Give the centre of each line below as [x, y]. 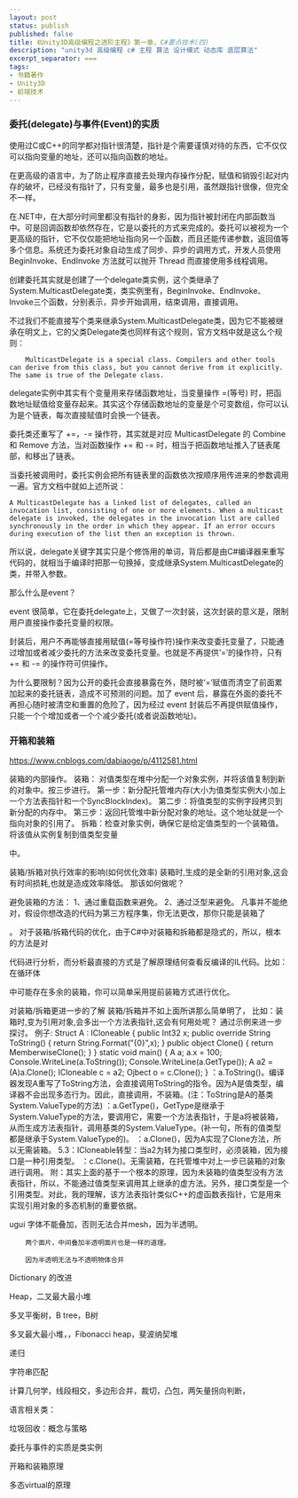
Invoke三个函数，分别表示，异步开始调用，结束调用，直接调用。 [126, 302]
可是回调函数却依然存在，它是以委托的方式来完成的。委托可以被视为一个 [157, 227]
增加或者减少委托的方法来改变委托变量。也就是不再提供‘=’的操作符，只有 [149, 652]
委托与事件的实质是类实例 [56, 1447]
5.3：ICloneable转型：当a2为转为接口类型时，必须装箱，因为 [169, 1150]
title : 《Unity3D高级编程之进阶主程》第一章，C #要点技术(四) [110, 42]
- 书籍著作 [27, 75]
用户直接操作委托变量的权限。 [63, 622]
